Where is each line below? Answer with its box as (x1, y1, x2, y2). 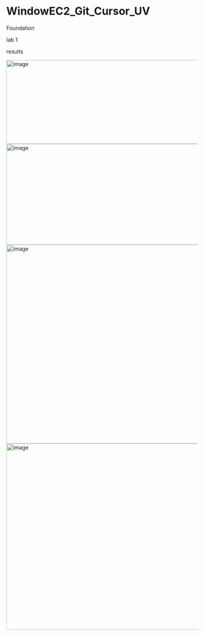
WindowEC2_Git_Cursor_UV (6, 4, 151, 18)
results (6, 47, 24, 55)
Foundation (6, 24, 35, 32)
